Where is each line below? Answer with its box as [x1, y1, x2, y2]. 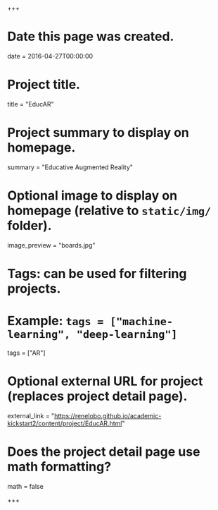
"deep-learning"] [76, 328, 178, 341]
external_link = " [7, 411, 55, 420]
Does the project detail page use [7, 444, 200, 459]
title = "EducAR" [7, 99, 54, 108]
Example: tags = [7, 313, 104, 329]
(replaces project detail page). [7, 389, 188, 404]
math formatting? [7, 459, 111, 475]
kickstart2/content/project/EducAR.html [7, 419, 122, 427]
